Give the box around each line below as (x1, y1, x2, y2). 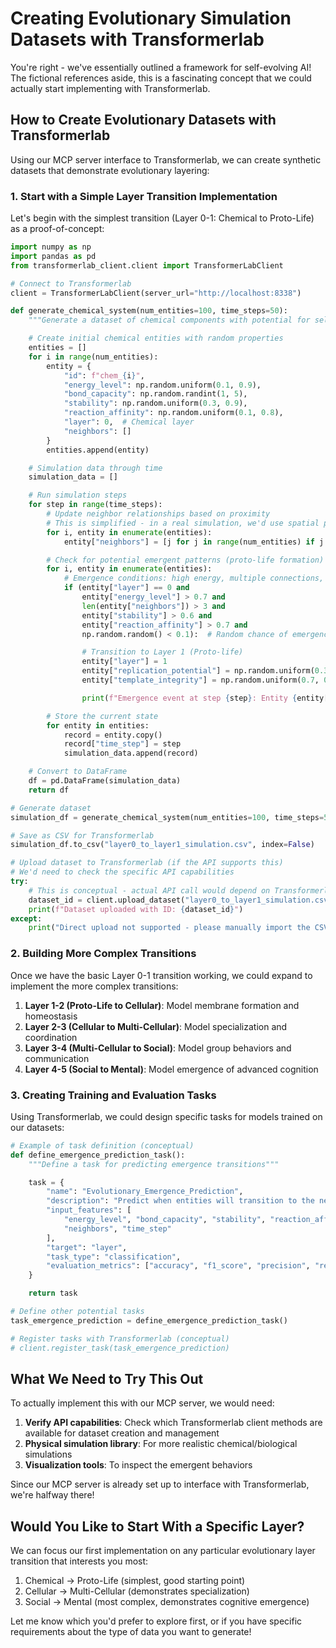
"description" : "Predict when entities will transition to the (46, 1196, 315, 1206)
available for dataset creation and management (24, 1427, 220, 1439)
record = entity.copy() (63, 730, 163, 740)
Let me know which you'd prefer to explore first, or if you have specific (10, 1615, 303, 1627)
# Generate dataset (10, 803, 92, 813)
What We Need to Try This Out (10, 1370, 204, 1387)
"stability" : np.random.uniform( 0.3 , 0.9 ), (63, 398, 248, 409)
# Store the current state (46, 711, 159, 721)
